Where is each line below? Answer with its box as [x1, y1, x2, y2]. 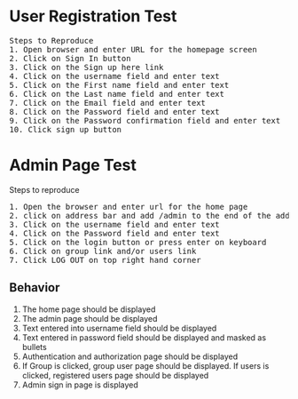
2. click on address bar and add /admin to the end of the [9, 211, 272, 220]
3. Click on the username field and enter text [9, 219, 220, 229]
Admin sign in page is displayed [21, 379, 139, 390]
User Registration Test [9, 6, 177, 27]
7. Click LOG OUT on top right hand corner [9, 255, 201, 265]
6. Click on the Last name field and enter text [9, 89, 224, 99]
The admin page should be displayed [21, 313, 158, 323]
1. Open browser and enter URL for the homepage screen [9, 44, 257, 54]
